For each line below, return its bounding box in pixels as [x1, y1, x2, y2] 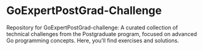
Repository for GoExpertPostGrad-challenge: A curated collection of [6, 24, 179, 31]
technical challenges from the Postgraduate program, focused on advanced [6, 30, 197, 37]
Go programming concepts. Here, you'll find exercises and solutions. [6, 37, 179, 44]
